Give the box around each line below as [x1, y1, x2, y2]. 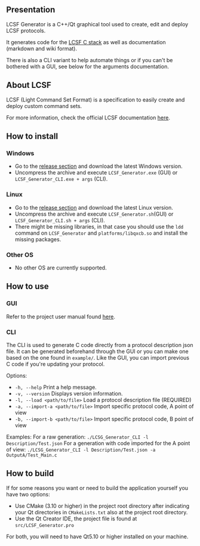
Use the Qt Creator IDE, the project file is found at [14, 515, 137, 522]
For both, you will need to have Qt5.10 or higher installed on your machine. [6, 533, 189, 540]
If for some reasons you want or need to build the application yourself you [6, 484, 189, 492]
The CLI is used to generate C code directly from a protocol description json [6, 341, 193, 348]
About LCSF [6, 80, 52, 90]
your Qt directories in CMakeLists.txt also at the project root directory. [14, 508, 188, 516]
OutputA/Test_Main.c [6, 452, 58, 458]
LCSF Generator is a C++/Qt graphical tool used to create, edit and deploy [6, 20, 189, 27]
